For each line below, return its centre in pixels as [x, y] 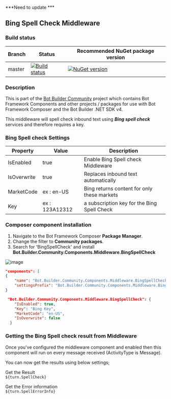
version [116, 57]
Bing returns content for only [118, 189]
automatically [100, 180]
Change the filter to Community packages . [58, 241]
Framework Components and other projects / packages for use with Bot [80, 104]
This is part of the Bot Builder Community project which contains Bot [77, 98]
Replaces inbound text [110, 174]
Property [23, 151]
